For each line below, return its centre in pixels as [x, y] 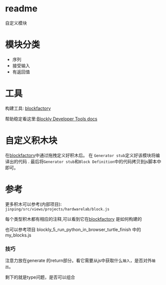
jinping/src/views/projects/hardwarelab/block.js [57, 209]
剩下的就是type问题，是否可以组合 [40, 277]
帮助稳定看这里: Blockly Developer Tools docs [51, 119]
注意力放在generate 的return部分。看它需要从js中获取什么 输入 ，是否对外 [79, 260]
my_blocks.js [18, 235]
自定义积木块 [31, 141]
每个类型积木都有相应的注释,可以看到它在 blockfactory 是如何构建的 [74, 219]
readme [21, 9]
